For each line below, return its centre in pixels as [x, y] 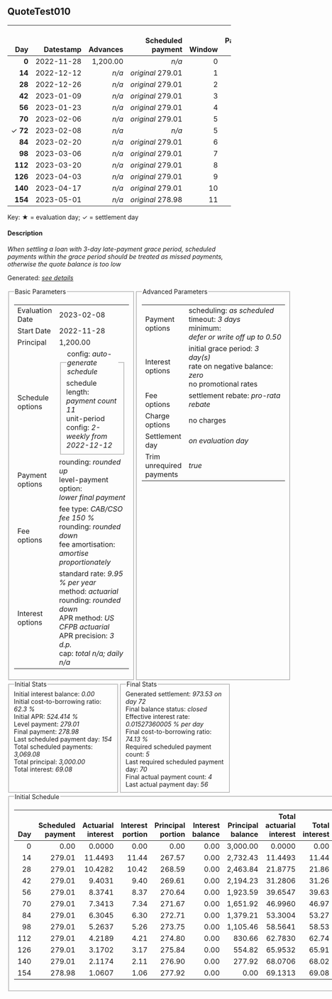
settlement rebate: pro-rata [234, 395]
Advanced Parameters [175, 292]
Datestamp [62, 49]
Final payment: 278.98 [46, 732]
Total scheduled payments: [54, 747]
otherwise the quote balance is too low [64, 264]
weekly [78, 436]
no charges [207, 420]
